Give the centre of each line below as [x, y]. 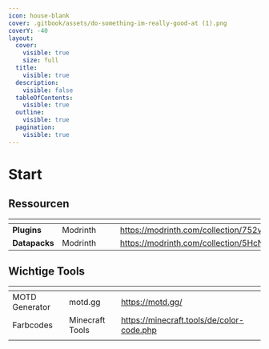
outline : [30, 113]
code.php [139, 331]
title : [26, 68]
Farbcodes [33, 325]
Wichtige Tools [47, 272]
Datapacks [33, 243]
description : [37, 82]
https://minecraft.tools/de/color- [183, 320]
